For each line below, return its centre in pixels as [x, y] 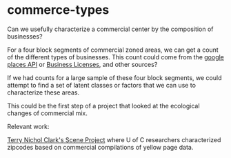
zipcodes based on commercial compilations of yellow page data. [100, 147]
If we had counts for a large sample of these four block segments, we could [114, 77]
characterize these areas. [43, 92]
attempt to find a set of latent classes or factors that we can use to [102, 85]
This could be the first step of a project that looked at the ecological [103, 106]
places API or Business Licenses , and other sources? [82, 64]
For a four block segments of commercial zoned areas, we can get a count [113, 50]
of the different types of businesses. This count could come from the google [115, 57]
